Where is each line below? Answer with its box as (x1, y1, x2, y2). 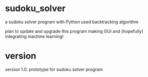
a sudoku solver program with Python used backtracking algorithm (5, 19, 138, 25)
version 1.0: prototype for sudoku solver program (5, 66, 103, 72)
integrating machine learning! (5, 33, 64, 39)
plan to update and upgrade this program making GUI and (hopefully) (5, 28, 144, 34)
